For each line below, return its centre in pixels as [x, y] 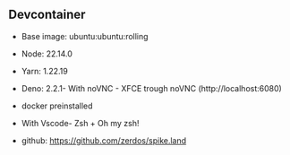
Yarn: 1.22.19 [44, 71]
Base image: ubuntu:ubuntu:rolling [85, 36]
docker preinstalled [57, 106]
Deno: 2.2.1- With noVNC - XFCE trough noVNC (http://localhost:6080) [152, 88]
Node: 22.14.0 [47, 54]
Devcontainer [47, 15]
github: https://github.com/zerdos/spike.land [104, 140]
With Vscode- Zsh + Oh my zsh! [80, 123]
